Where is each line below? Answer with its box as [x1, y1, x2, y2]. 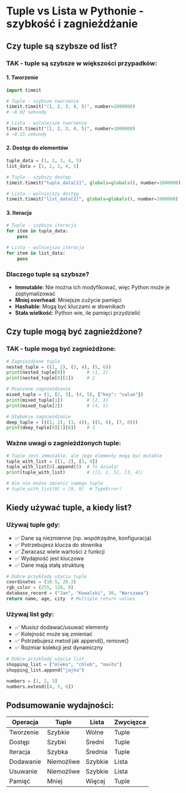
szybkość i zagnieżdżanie [6, 17, 138, 31]
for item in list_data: [6, 250, 66, 256]
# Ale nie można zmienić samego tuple [6, 480, 103, 487]
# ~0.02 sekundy [6, 110, 47, 116]
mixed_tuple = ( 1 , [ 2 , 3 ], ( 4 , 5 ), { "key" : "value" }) [6, 392, 144, 398]
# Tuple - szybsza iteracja [6, 223, 77, 229]
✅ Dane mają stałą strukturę [14, 561, 85, 569]
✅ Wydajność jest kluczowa [14, 555, 84, 562]
